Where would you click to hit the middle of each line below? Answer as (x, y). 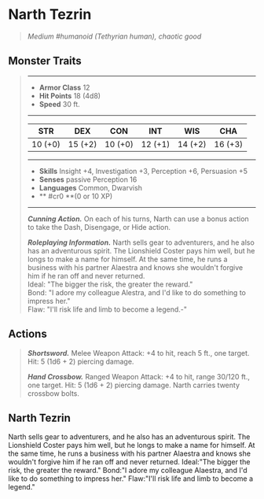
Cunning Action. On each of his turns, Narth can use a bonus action (138, 219)
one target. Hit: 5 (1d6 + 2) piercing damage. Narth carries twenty (134, 385)
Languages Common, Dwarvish (91, 187)
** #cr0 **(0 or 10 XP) (76, 196)
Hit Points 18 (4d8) (70, 95)
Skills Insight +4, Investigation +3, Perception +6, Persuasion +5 (143, 171)
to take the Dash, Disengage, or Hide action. (99, 227)
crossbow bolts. (53, 393)
